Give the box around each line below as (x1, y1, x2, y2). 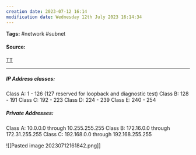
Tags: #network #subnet (6, 30, 66, 37)
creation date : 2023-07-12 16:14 (6, 8, 87, 15)
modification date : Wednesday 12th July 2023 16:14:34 (6, 14, 142, 20)
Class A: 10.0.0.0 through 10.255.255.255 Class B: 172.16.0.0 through (6, 124, 170, 132)
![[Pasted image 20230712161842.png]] (6, 142, 101, 149)
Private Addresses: (6, 109, 54, 117)
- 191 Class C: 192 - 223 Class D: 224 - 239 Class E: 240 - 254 (6, 96, 156, 103)
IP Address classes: (6, 75, 55, 82)
